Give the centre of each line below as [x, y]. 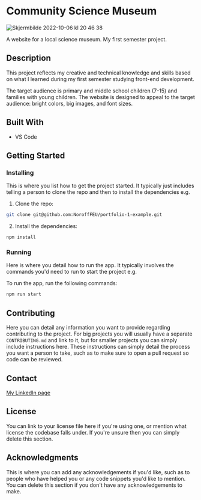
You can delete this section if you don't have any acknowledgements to [94, 485]
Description [28, 58]
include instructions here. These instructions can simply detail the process [98, 347]
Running [19, 252]
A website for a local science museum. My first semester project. [86, 39]
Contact [22, 378]
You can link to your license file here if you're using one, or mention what [97, 426]
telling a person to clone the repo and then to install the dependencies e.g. [98, 192]
